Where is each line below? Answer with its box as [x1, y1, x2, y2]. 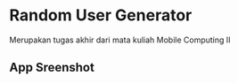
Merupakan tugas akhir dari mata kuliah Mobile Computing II [9, 34, 231, 45]
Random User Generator [9, 5, 193, 26]
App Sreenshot [9, 60, 95, 75]
